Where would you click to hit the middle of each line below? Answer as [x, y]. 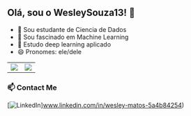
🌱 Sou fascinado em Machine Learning [73, 37]
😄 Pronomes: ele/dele [49, 51]
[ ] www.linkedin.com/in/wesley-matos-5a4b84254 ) [96, 106]
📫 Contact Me [32, 88]
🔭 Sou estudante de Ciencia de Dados [72, 29]
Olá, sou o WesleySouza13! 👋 [71, 13]
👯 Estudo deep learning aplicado [64, 44]
